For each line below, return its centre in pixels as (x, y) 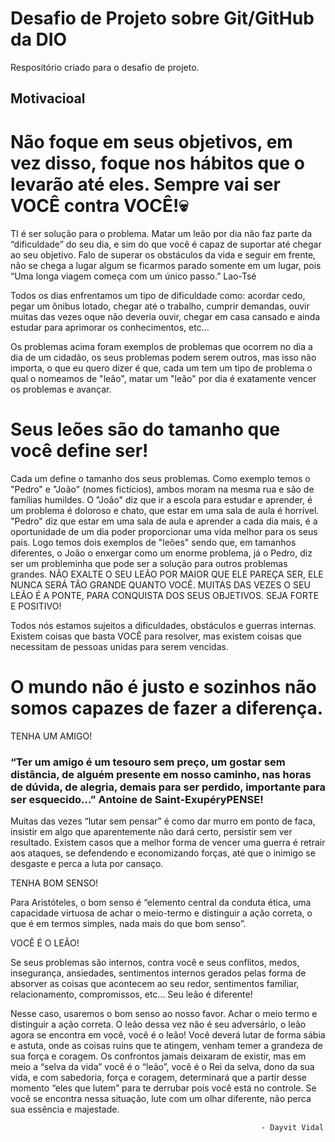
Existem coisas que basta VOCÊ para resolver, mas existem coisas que (156, 636)
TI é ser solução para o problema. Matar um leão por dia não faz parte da (161, 234)
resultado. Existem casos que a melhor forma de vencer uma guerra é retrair (168, 843)
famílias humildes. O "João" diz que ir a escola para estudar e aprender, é (161, 500)
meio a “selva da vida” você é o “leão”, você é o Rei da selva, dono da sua (162, 1067)
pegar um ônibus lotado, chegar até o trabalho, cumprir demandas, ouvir (160, 306)
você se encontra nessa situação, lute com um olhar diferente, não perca (161, 1099)
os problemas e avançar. (61, 389)
